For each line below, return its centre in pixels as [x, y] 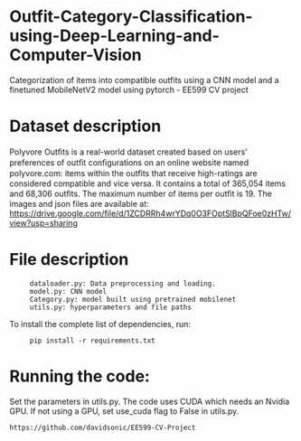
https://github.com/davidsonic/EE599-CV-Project [103, 427]
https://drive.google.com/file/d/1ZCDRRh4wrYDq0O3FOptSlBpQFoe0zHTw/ [150, 213]
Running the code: [80, 376]
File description [69, 260]
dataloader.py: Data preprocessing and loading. [123, 283]
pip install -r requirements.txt [92, 341]
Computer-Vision [75, 55]
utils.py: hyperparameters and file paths [111, 307]
